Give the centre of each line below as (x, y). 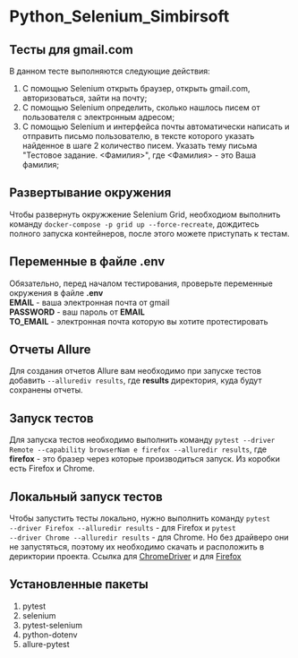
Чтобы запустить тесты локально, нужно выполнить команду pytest (140, 518)
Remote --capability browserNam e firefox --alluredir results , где (138, 449)
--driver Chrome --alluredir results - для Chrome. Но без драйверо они (149, 537)
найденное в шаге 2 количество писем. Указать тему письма (140, 146)
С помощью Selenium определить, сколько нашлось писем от (141, 108)
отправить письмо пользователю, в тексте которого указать (138, 136)
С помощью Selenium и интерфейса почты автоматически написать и (156, 126)
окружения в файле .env (56, 292)
